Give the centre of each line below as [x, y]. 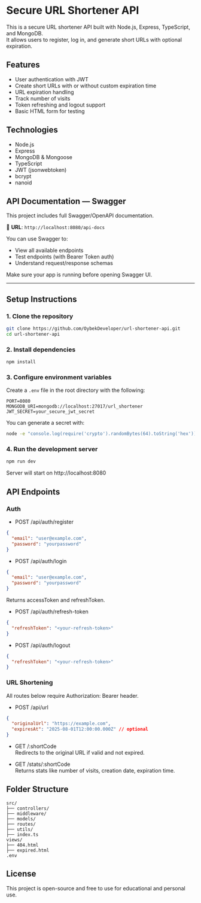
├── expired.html [28, 850]
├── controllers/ [28, 808]
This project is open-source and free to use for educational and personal [96, 888]
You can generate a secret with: [45, 423]
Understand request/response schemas [64, 263]
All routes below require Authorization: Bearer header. [72, 695]
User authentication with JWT [51, 79]
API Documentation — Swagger [66, 201]
